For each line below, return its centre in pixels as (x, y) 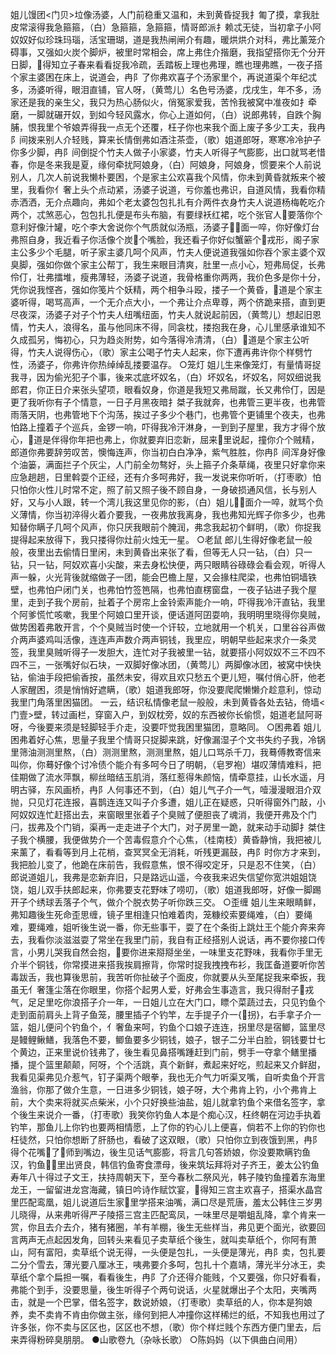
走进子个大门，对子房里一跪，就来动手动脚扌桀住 (224, 827)
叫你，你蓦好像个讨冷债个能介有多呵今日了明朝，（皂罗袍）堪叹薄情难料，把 (166, 764)
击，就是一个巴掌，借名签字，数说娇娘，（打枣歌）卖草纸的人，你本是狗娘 (161, 1302)
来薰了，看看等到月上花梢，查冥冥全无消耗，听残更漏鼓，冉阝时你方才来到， (168, 852)
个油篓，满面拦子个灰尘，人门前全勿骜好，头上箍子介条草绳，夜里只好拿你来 (168, 464)
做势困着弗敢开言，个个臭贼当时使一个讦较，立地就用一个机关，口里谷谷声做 (168, 627)
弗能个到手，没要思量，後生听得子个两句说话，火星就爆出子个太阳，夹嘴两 (163, 1289)
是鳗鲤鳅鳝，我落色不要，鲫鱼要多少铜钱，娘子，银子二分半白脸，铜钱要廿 (163, 1039)
